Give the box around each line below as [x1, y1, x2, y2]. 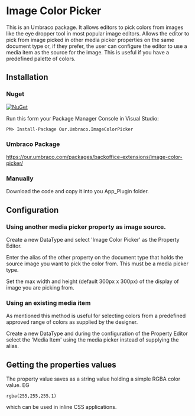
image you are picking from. [6, 284, 75, 291]
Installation [6, 72, 48, 82]
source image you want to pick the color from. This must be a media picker [6, 260, 189, 267]
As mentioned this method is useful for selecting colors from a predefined [6, 312, 186, 320]
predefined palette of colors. [6, 55, 76, 62]
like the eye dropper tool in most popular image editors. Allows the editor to [6, 30, 190, 37]
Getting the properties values [6, 359, 116, 370]
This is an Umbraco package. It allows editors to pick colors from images [6, 24, 184, 31]
